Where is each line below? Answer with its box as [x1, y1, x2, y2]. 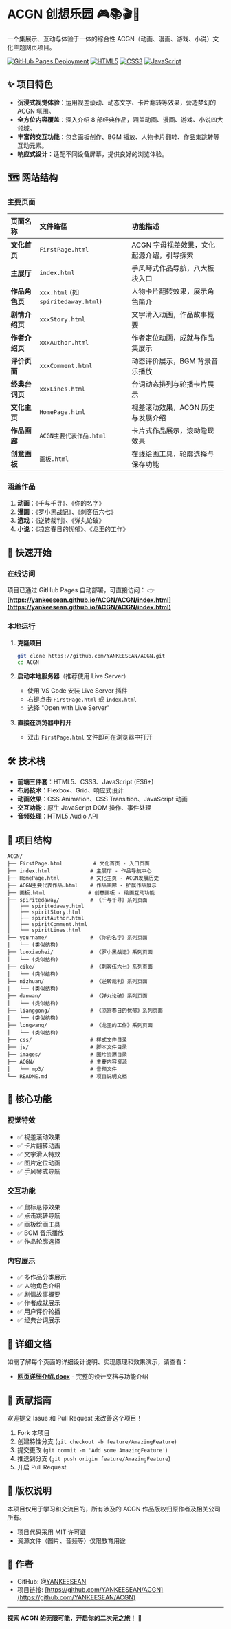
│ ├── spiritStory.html [7, 909, 81, 916]
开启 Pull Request [16, 1463, 67, 1471]
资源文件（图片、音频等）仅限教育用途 [16, 1536, 126, 1544]
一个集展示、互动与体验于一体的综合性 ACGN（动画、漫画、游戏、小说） [7, 34, 213, 43]
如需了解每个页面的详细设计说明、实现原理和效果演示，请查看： [7, 1358, 188, 1366]
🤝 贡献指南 [7, 1394, 52, 1406]
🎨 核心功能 [7, 1093, 52, 1105]
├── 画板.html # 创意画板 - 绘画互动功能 [7, 889, 155, 896]
